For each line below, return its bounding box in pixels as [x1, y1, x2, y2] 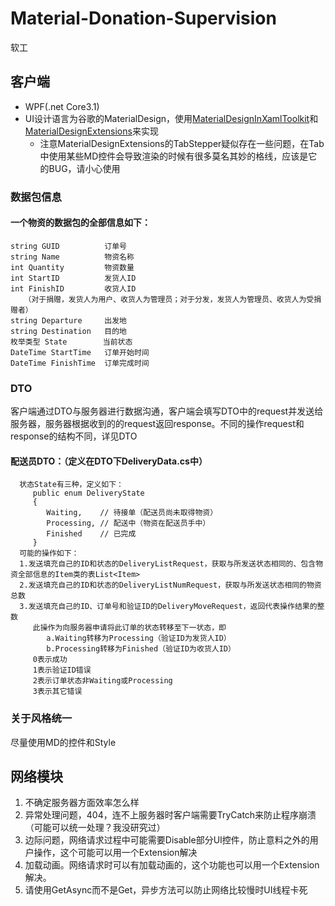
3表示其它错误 [32, 687, 83, 697]
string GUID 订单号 [10, 241, 128, 251]
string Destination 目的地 [10, 326, 128, 336]
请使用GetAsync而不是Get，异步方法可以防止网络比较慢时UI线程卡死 [24, 884, 308, 896]
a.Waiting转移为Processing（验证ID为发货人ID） [46, 633, 232, 644]
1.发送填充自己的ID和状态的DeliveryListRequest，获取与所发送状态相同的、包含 [19, 559, 317, 569]
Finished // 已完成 [46, 529, 137, 539]
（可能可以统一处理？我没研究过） [24, 822, 166, 834]
